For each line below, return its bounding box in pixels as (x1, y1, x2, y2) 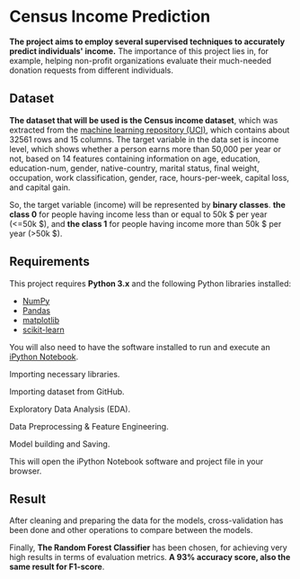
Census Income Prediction (9, 6, 211, 27)
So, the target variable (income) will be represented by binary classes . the (9, 199, 286, 210)
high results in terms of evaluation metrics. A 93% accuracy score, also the (9, 552, 291, 563)
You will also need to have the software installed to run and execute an (9, 341, 271, 352)
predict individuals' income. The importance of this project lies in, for (9, 45, 269, 56)
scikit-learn (22, 324, 65, 335)
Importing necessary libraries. (9, 368, 120, 379)
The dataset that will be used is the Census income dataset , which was (9, 114, 278, 125)
